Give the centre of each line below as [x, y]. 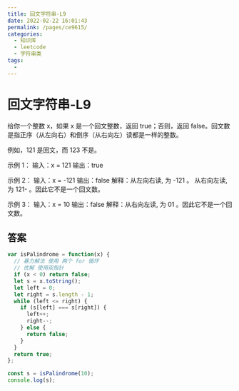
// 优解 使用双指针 [39, 268]
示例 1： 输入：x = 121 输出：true [55, 165]
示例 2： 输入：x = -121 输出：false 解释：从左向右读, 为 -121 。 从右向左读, [118, 180]
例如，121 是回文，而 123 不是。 [54, 150]
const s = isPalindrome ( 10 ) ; [51, 374]
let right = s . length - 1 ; [54, 294]
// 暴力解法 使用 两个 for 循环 [56, 261]
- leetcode [30, 47]
